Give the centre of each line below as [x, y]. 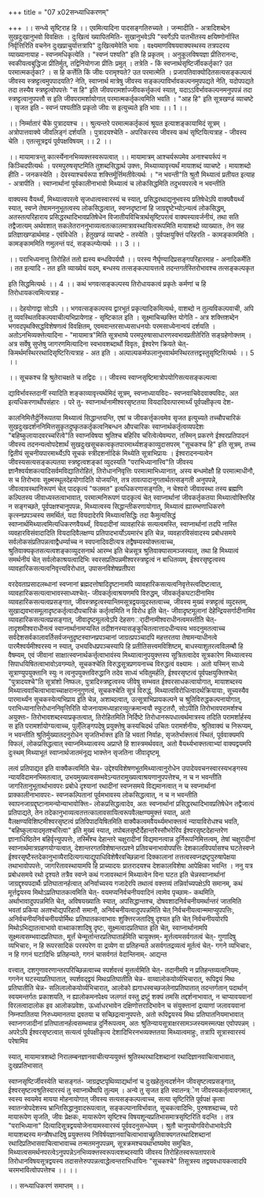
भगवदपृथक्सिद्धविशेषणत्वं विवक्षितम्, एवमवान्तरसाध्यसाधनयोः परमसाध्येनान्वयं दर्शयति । [112, 326]
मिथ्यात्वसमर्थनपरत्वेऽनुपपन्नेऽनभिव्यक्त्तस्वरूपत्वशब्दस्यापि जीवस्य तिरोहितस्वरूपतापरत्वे [112, 1152]
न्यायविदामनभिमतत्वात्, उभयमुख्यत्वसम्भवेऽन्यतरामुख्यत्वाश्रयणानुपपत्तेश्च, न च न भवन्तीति [115, 777]
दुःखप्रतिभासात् [26, 1066]
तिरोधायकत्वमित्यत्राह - [36, 293]
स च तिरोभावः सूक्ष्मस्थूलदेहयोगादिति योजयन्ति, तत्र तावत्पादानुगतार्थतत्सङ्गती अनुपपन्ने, [113, 480]
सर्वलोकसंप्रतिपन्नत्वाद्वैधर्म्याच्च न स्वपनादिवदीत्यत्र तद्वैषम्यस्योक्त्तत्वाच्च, [92, 542]
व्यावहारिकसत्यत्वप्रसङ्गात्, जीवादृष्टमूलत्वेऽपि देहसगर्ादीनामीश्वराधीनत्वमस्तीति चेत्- [113, 619]
